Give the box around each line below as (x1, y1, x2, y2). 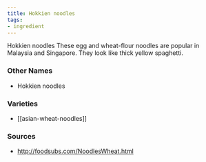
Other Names (7, 66, 53, 76)
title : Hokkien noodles (7, 10, 76, 17)
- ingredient (7, 23, 45, 30)
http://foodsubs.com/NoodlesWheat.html (17, 147, 134, 155)
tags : (7, 16, 23, 23)
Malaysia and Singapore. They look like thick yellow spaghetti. (7, 49, 184, 57)
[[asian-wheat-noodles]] (17, 114, 87, 122)
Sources (7, 131, 36, 141)
